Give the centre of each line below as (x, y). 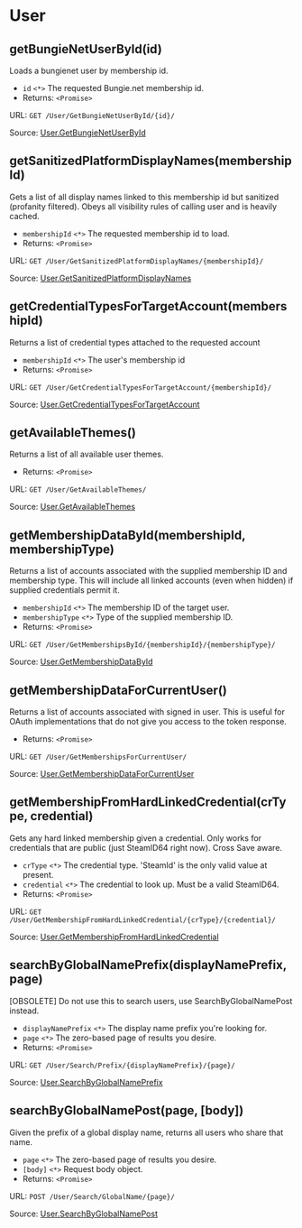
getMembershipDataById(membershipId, (128, 535)
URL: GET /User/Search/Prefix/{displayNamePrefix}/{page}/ (123, 1065)
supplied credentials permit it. (64, 590)
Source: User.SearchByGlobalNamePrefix (87, 1082)
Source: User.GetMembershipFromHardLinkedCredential (114, 937)
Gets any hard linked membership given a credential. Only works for (136, 838)
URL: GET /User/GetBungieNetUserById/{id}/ (92, 115)
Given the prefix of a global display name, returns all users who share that (146, 1132)
